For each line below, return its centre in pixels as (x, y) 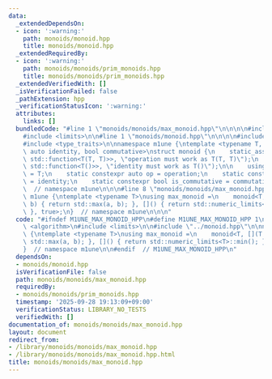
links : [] (40, 121)
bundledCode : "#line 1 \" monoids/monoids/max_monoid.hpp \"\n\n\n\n (132, 129)
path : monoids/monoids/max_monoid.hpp (81, 279)
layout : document (38, 332)
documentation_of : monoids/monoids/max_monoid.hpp (96, 325)
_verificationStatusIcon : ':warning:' (81, 106)
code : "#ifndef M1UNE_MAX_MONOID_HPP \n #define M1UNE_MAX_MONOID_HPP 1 (137, 219)
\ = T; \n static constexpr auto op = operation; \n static (134, 174)
